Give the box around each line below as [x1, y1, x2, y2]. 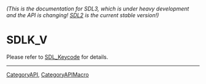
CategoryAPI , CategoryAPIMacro [6, 71, 89, 78]
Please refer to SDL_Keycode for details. [6, 53, 109, 61]
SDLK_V [6, 32, 48, 47]
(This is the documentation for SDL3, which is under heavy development [6, 5, 189, 12]
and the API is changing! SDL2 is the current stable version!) [6, 11, 159, 18]
